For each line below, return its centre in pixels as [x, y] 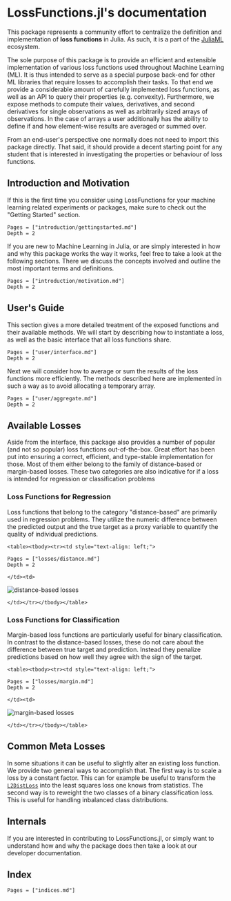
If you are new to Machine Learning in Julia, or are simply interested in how [114, 246]
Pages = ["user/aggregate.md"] [52, 398]
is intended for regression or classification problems [81, 479]
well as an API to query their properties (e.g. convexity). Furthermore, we [111, 96]
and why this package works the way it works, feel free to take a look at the [114, 253]
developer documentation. [45, 853]
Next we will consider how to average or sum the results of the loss [103, 371]
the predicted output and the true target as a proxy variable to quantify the [113, 526]
